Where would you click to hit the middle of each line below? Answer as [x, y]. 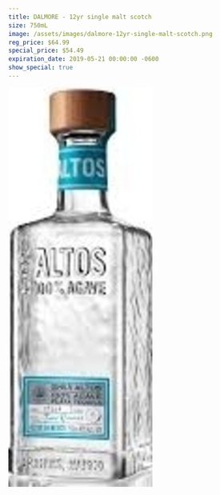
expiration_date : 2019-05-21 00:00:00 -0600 [84, 59]
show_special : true [41, 68]
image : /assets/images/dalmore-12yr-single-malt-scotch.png [111, 34]
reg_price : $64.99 [39, 42]
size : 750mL [28, 25]
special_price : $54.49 [46, 51]
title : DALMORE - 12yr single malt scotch [80, 17]
